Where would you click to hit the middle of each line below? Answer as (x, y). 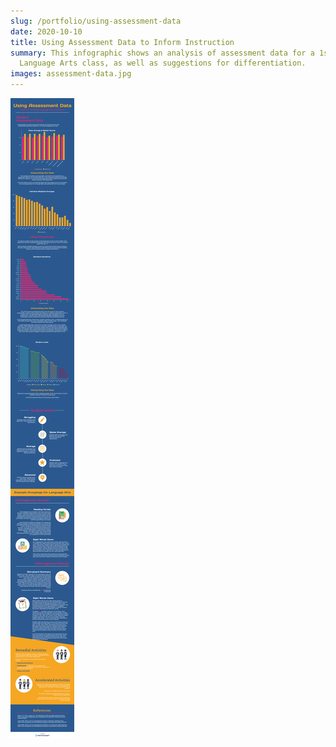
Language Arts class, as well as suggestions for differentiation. (163, 63)
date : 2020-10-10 (46, 31)
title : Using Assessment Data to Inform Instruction (122, 42)
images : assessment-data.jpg (71, 74)
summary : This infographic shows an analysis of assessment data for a (162, 53)
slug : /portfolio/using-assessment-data (96, 21)
